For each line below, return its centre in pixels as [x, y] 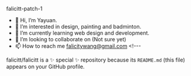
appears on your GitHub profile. [45, 66]
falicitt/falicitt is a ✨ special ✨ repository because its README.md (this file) [96, 60]
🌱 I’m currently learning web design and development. [82, 33]
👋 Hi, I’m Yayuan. [36, 20]
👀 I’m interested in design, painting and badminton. [78, 27]
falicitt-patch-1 [24, 9]
